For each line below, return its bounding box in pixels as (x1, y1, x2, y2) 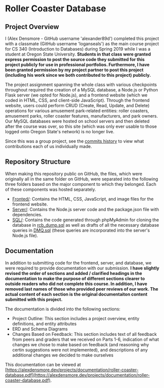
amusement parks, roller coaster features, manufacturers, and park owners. (5, 113, 158, 119)
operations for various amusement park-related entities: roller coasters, (5, 108, 149, 114)
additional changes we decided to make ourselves (12, 352, 114, 358)
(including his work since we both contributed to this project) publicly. (5, 72, 151, 78)
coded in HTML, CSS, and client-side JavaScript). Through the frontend (5, 97, 150, 103)
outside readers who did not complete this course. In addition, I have (5, 281, 148, 287)
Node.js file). (12, 232, 38, 239)
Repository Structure (5, 158, 71, 166)
